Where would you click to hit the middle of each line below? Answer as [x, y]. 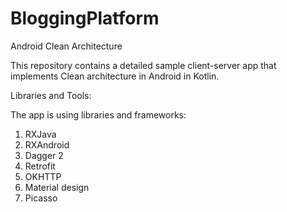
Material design [57, 187]
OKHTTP [43, 176]
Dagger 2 [44, 155]
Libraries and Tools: [51, 95]
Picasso [41, 198]
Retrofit [40, 166]
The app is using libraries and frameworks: [98, 114]
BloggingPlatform [85, 18]
